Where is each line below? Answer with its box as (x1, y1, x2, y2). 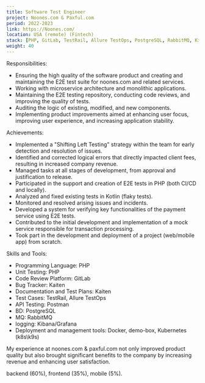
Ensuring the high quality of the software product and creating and (15, 71, 183, 79)
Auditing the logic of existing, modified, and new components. (15, 104, 172, 111)
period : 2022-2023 (6, 20, 53, 26)
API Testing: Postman (15, 301, 70, 308)
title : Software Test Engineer (6, 9, 86, 15)
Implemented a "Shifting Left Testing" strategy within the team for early (15, 140, 195, 148)
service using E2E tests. (15, 212, 76, 219)
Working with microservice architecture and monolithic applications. (15, 84, 187, 92)
